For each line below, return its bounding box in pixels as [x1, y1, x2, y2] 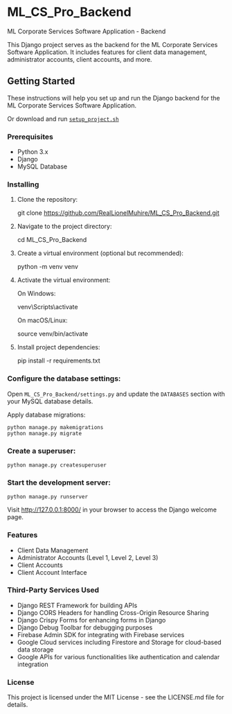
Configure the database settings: [7, 374, 121, 383]
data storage [17, 645, 54, 654]
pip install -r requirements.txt [17, 356, 100, 365]
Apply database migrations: [7, 410, 86, 419]
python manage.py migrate [7, 430, 82, 437]
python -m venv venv [17, 263, 78, 271]
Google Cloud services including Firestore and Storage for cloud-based [17, 638, 222, 646]
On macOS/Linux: [17, 316, 68, 324]
